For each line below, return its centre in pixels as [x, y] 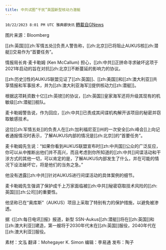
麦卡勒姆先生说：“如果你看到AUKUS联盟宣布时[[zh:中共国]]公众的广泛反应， [83, 146]
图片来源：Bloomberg [27, 35]
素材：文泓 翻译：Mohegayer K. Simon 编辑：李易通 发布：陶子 [70, 242]
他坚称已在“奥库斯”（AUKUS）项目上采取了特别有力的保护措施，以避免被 [80, 202]
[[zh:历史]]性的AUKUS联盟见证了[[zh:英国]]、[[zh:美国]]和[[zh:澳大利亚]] [79, 79]
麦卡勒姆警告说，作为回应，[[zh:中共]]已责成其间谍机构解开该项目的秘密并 [81, 113]
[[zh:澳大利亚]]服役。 [27, 232]
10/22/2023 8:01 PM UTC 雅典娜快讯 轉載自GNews [55, 24]
